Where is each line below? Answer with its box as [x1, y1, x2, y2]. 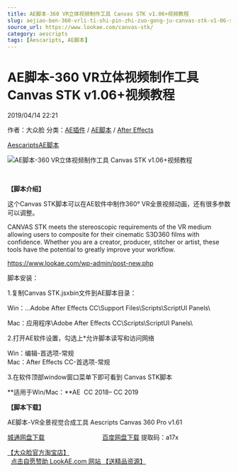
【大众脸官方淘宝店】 [7, 448, 69, 457]
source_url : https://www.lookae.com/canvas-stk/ [7, 23, 154, 30]
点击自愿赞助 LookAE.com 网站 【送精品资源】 [10, 457, 147, 466]
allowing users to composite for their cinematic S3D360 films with [7, 230, 200, 239]
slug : [7, 17, 23, 24]
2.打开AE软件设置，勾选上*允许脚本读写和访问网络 [7, 334, 154, 342]
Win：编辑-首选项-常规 [7, 349, 74, 358]
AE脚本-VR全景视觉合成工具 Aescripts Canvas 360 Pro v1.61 [7, 418, 183, 427]
